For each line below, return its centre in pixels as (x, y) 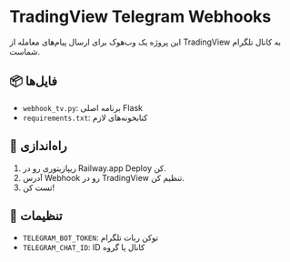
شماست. (25, 51)
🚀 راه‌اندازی (38, 146)
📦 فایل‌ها (33, 81)
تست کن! (39, 187)
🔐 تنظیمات (36, 216)
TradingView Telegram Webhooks (140, 17)
